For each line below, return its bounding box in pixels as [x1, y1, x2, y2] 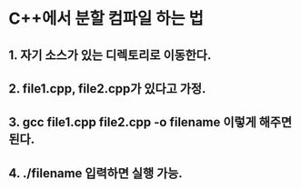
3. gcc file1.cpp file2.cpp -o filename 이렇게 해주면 [8, 114, 293, 130]
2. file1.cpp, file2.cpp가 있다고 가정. [8, 81, 206, 96]
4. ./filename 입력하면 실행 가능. [8, 165, 183, 181]
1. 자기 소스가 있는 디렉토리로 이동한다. [8, 47, 212, 63]
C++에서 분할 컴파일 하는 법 [8, 8, 204, 29]
